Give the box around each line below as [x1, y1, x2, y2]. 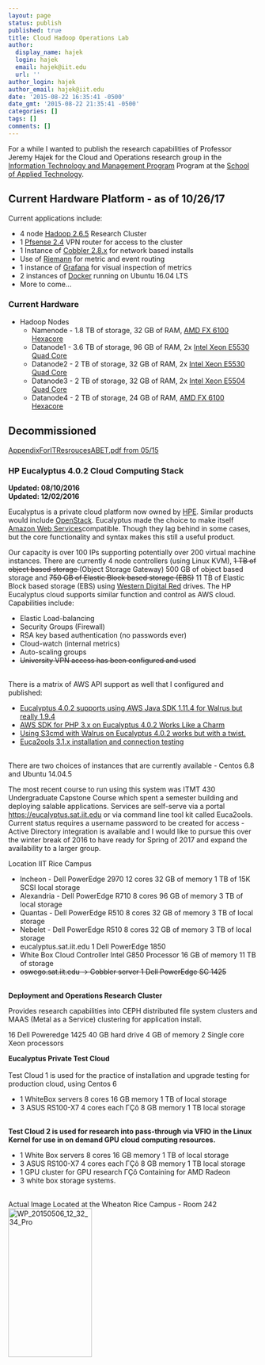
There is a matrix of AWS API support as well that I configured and [8, 679, 224, 688]
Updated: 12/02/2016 [8, 491, 80, 500]
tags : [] [8, 115, 37, 123]
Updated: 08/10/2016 [8, 483, 81, 493]
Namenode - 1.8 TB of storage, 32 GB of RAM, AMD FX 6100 [31, 325, 229, 335]
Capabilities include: [8, 598, 74, 608]
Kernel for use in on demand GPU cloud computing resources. [8, 1135, 216, 1145]
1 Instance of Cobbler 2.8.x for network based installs [19, 245, 194, 255]
